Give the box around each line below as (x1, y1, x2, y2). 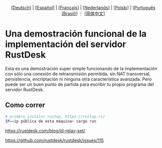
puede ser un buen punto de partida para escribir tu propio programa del (5, 81, 154, 87)
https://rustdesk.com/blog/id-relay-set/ (5, 128, 86, 134)
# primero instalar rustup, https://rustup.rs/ (5, 114, 106, 119)
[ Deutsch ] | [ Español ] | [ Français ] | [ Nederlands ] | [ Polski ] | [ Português (11, 5, 156, 10)
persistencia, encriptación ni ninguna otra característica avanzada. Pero (5, 76, 152, 82)
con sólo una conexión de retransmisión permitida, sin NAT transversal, (5, 71, 151, 77)
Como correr (5, 101, 46, 109)
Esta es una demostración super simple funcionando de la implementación (5, 65, 158, 71)
